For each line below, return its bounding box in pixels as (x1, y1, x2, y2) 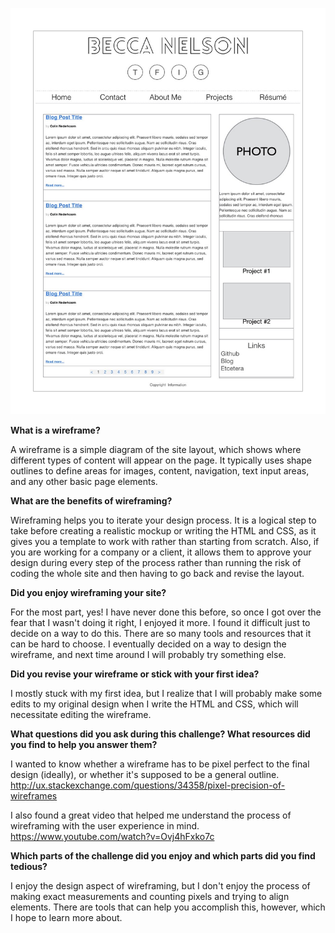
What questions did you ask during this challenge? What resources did (10, 728, 311, 740)
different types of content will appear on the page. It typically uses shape (10, 454, 312, 466)
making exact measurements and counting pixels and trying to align (10, 890, 290, 902)
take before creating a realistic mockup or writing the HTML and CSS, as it (10, 524, 317, 537)
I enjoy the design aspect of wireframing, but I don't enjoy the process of (10, 879, 311, 892)
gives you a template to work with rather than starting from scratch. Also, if (10, 535, 320, 547)
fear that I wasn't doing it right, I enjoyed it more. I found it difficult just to (10, 616, 311, 628)
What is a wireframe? (10, 424, 101, 436)
